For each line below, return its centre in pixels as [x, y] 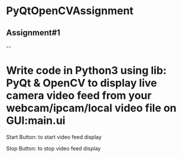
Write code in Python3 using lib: [86, 70]
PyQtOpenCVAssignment [70, 11]
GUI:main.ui [36, 121]
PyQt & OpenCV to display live [82, 83]
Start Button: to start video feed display [54, 137]
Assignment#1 [33, 33]
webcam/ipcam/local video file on [91, 108]
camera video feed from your [79, 96]
